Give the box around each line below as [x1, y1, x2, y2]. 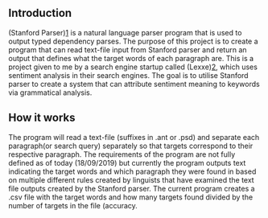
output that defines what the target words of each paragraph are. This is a [8, 53, 254, 63]
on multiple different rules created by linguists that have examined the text [8, 175, 255, 184]
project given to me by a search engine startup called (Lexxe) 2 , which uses [8, 62, 258, 72]
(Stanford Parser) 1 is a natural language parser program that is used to [8, 27, 242, 37]
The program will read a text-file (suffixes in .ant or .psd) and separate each [8, 132, 260, 142]
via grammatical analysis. [8, 88, 93, 97]
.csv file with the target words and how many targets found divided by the [8, 192, 254, 202]
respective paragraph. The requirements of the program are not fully [8, 149, 236, 159]
